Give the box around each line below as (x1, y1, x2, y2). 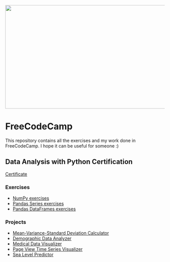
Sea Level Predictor (12, 251, 54, 258)
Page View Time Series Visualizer (12, 246, 83, 252)
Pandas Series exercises (12, 201, 64, 207)
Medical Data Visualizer (12, 241, 62, 247)
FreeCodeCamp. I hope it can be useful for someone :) (5, 142, 119, 149)
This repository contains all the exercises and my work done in (5, 137, 136, 143)
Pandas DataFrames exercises (12, 206, 76, 212)
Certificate (5, 171, 28, 177)
